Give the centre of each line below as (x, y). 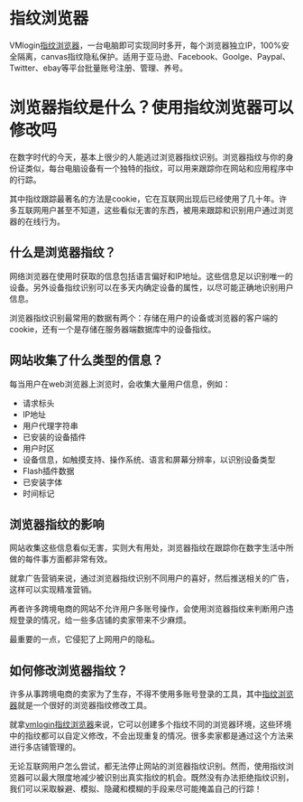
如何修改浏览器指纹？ (69, 671)
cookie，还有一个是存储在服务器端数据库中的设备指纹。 (113, 329)
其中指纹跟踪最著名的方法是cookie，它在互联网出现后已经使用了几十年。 (144, 199)
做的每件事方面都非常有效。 (61, 559)
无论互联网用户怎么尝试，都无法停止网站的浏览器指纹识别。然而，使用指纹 (147, 766)
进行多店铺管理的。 (45, 747)
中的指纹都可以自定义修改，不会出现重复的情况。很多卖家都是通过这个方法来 (151, 736)
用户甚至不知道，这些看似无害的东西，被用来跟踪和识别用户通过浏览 (167, 210)
